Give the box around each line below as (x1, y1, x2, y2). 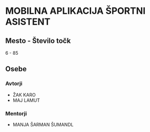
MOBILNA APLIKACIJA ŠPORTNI (5, 5, 146, 17)
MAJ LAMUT (12, 97, 40, 103)
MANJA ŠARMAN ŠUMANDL (12, 121, 74, 127)
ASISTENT (5, 16, 51, 28)
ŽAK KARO (12, 92, 36, 98)
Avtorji (5, 80, 23, 87)
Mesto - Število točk (5, 36, 71, 45)
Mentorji (5, 110, 27, 117)
